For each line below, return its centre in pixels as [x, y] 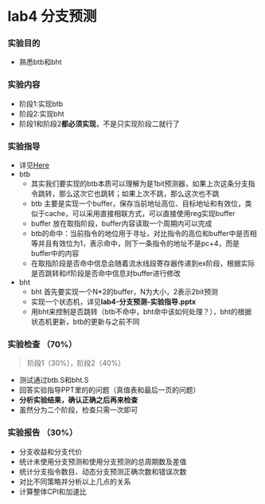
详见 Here [34, 165]
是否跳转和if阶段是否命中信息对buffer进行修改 [105, 274]
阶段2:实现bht [41, 113]
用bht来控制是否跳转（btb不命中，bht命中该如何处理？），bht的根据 [141, 312]
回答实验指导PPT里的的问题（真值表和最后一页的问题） [109, 390]
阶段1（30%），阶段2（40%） [76, 363]
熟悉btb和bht [40, 62]
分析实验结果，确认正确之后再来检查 [78, 400]
